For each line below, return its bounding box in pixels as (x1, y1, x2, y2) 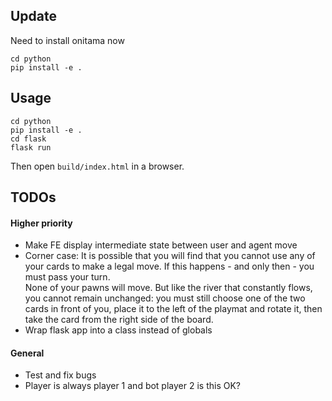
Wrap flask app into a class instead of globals (24, 324, 213, 336)
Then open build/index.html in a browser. (10, 160, 185, 172)
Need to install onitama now (10, 34, 125, 46)
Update (10, 8, 58, 25)
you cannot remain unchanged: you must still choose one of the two (24, 292, 306, 304)
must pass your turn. (24, 271, 111, 283)
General (10, 347, 45, 359)
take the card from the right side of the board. (24, 314, 214, 326)
